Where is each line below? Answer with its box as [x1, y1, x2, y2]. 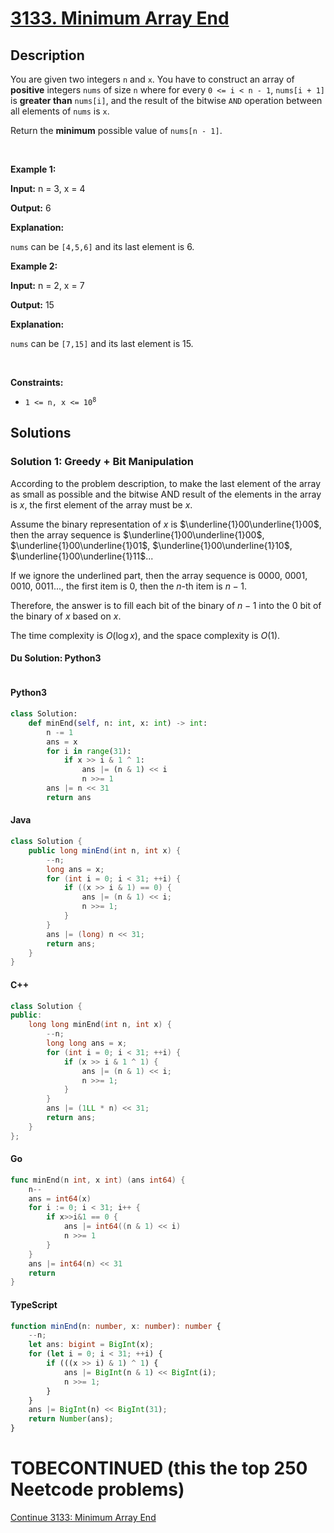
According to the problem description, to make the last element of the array [10, 477, 322, 489]
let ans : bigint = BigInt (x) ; [28, 1340, 155, 1350]
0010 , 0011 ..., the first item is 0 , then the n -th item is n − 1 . [10, 580, 247, 592]
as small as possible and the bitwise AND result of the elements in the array [10, 488, 322, 500]
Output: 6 [10, 202, 52, 214]
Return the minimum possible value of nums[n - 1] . [10, 125, 223, 136]
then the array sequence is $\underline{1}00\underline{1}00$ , [10, 528, 265, 541]
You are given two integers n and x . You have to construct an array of [10, 73, 295, 85]
